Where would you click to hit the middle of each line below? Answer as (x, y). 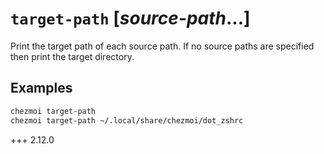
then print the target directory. (72, 56)
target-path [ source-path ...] (130, 18)
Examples (41, 88)
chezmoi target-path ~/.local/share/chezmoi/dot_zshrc (127, 120)
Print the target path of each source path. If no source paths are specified (162, 46)
